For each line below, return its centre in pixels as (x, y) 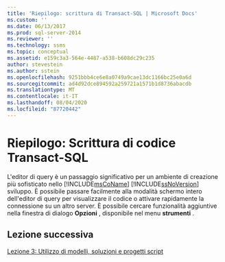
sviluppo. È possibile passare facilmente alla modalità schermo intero (105, 191)
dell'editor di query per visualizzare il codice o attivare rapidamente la (106, 198)
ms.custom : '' (27, 20)
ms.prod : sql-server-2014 (44, 33)
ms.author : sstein (33, 71)
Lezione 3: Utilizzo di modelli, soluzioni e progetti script (85, 251)
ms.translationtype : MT (41, 90)
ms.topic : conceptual (38, 52)
